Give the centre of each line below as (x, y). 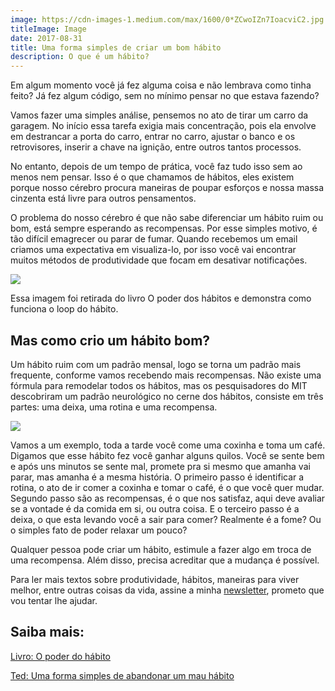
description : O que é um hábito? (80, 57)
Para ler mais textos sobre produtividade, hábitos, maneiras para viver (155, 579)
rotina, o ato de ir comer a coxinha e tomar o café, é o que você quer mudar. (167, 487)
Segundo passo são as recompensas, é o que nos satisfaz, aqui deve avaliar (168, 498)
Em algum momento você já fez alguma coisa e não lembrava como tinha (161, 85)
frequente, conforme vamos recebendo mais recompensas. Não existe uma (166, 375)
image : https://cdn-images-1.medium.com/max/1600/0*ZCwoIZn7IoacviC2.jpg (167, 19)
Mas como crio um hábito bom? (110, 340)
